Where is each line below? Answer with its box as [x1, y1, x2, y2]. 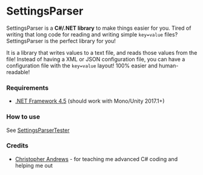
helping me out [15, 162, 53, 169]
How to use [6, 112, 41, 121]
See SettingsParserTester [6, 126, 70, 134]
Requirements [6, 83, 49, 92]
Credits [6, 142, 28, 150]
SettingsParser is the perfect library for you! [6, 37, 116, 44]
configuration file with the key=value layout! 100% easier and [6, 62, 158, 69]
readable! [6, 68, 30, 75]
